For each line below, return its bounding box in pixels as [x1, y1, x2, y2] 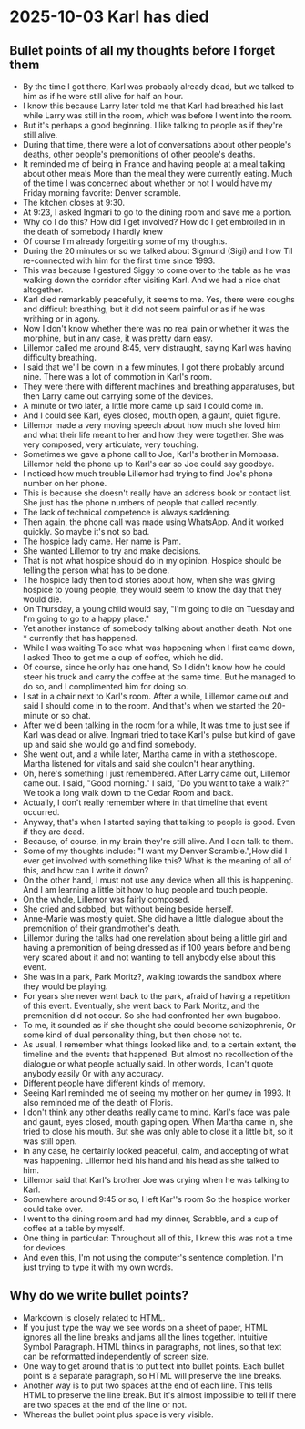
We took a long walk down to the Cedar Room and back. [22, 788, 234, 798]
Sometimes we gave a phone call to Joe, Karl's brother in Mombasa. [22, 449, 280, 459]
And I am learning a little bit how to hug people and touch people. [22, 884, 269, 894]
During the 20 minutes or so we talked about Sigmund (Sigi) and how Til [22, 246, 293, 256]
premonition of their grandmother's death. [22, 923, 181, 934]
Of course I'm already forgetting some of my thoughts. [22, 236, 228, 247]
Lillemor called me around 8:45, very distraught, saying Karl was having [22, 342, 292, 352]
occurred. [22, 807, 60, 817]
